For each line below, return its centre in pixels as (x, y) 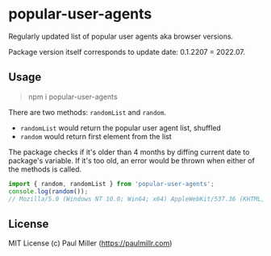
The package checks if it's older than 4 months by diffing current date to (129, 152)
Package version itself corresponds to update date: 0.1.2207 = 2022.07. (127, 52)
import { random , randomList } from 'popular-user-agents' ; (112, 184)
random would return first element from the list (96, 136)
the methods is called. (45, 169)
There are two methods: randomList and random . (88, 112)
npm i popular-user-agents (73, 97)
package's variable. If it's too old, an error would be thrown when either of (132, 160)
